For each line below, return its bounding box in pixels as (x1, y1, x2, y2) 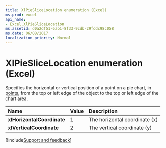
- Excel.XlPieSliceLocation (5, 21, 65, 27)
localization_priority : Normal (5, 36, 71, 41)
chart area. (5, 95, 28, 102)
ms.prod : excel (5, 12, 37, 17)
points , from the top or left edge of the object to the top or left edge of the (5, 90, 159, 96)
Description (89, 107, 118, 114)
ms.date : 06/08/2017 (5, 31, 49, 36)
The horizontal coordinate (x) (89, 116, 158, 123)
